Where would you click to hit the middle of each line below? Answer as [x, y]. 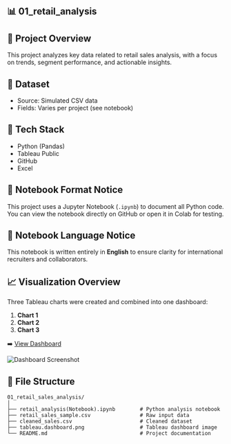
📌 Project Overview [49, 38]
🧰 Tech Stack [36, 130]
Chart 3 [28, 330]
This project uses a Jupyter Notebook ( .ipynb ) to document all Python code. [115, 206]
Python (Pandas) [41, 146]
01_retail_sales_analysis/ [46, 397]
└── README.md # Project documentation [109, 434]
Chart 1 [28, 315]
